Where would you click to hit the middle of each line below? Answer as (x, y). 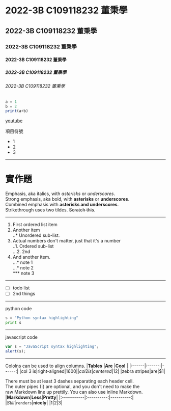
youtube (14, 121)
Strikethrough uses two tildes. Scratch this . (50, 210)
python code (19, 309)
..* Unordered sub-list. (36, 235)
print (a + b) (17, 111)
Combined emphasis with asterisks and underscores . (62, 205)
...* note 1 (23, 262)
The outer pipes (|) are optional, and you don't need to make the (73, 386)
